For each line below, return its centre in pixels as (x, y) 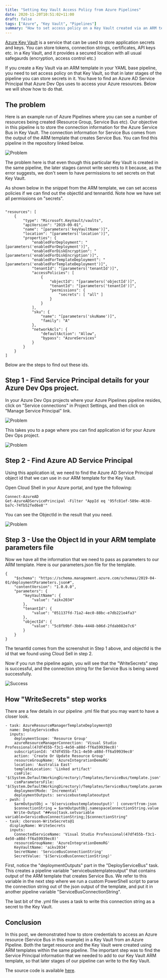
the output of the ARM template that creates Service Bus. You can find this (81, 138)
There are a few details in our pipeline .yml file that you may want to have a (82, 711)
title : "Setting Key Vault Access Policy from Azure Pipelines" (73, 10)
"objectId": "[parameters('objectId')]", (93, 282)
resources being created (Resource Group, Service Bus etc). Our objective (81, 122)
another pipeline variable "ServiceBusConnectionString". (63, 892)
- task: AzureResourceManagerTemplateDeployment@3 (59, 726)
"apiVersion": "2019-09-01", (53, 225)
